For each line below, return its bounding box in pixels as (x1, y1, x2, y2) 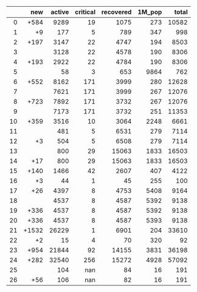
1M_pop (137, 8, 162, 16)
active (50, 8, 69, 16)
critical (75, 8, 96, 16)
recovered (101, 8, 132, 16)
